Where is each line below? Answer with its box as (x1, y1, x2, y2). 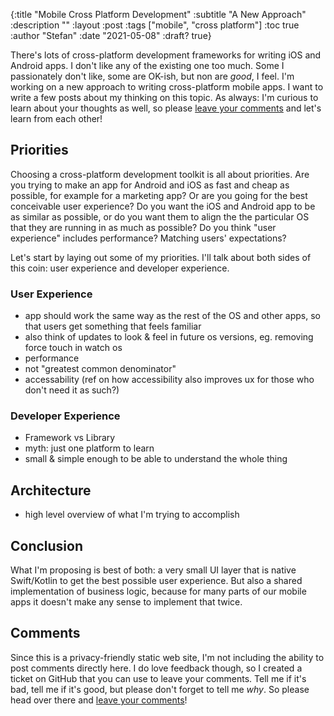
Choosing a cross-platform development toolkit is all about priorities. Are (10, 168, 310, 180)
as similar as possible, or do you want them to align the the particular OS (10, 210, 310, 223)
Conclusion (10, 537, 84, 554)
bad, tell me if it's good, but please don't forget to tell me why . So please (10, 683, 310, 695)
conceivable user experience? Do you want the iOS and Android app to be (10, 200, 316, 212)
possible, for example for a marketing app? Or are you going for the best (10, 189, 308, 201)
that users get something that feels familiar (24, 320, 202, 333)
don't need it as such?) (24, 384, 120, 396)
